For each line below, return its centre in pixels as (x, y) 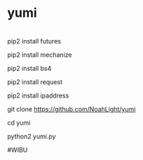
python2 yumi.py (32, 136)
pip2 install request (35, 82)
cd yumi (19, 123)
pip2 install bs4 (29, 69)
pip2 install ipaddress (38, 95)
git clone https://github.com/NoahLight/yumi (71, 109)
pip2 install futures (34, 41)
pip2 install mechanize (40, 55)
